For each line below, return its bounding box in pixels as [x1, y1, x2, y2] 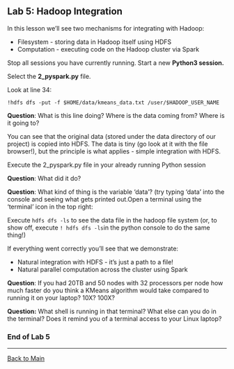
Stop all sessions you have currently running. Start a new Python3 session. [7, 59, 224, 67]
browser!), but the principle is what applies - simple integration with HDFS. [7, 146, 221, 156]
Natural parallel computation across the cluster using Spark [17, 265, 188, 273]
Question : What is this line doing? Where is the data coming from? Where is [7, 111, 225, 119]
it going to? [7, 119, 40, 127]
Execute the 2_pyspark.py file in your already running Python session [7, 160, 206, 169]
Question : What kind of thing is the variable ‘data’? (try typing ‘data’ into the [7, 188, 225, 196]
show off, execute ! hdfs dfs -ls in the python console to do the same [7, 223, 210, 232]
